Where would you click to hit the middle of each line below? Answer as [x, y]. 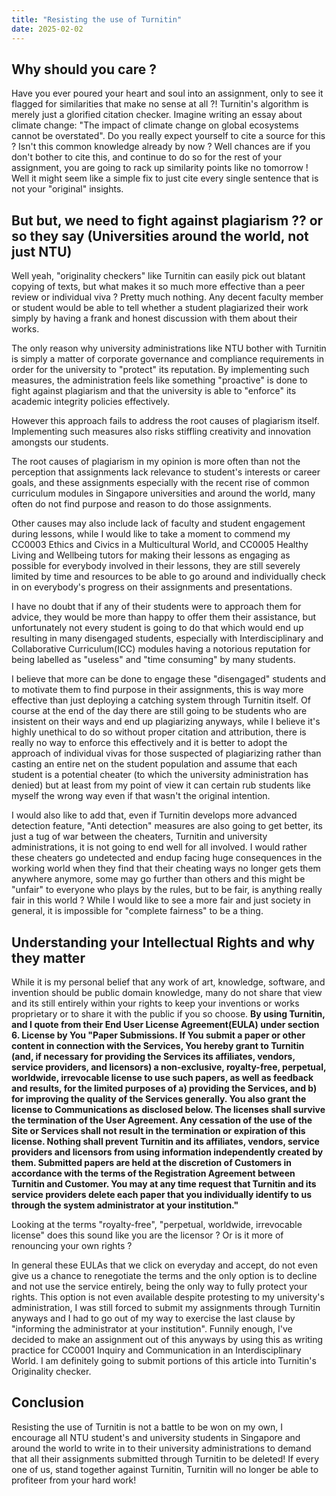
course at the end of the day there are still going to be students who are [159, 711]
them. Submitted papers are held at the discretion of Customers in [152, 1162]
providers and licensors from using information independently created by [167, 1152]
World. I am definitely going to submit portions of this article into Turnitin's [164, 1360]
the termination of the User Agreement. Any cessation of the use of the [162, 1120]
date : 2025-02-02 [47, 29]
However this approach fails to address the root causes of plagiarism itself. [165, 421]
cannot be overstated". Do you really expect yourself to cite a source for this [168, 136]
